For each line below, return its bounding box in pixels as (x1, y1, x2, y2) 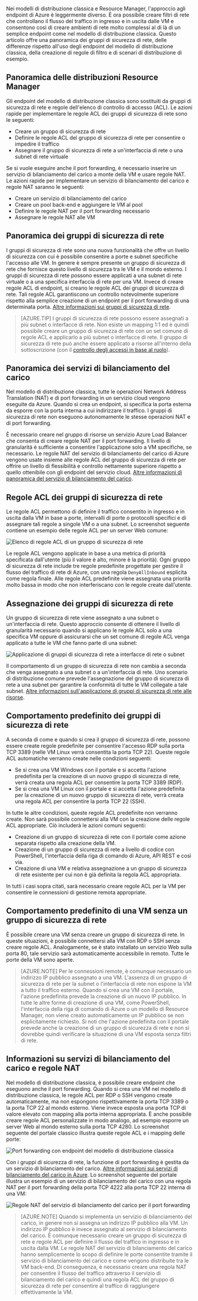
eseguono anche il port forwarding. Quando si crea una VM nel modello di (6, 1085, 186, 1092)
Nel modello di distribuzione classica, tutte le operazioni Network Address (6, 388, 187, 396)
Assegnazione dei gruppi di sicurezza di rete (6, 598, 174, 609)
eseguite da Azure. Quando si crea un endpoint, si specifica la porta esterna (6, 401, 191, 408)
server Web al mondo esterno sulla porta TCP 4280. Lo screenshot (6, 1123, 170, 1130)
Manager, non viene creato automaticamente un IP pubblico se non (20, 1011, 184, 1019)
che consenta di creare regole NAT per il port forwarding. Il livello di (6, 438, 171, 445)
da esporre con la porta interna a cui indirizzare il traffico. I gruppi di (6, 407, 173, 414)
